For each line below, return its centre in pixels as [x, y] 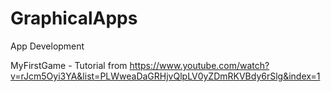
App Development [47, 46]
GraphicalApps [74, 18]
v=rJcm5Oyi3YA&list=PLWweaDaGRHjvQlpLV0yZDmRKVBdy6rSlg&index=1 [165, 76]
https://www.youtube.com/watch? [199, 65]
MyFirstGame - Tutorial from [69, 65]
